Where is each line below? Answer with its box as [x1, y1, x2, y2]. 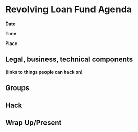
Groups [5, 83, 30, 93]
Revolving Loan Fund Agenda [5, 4, 132, 15]
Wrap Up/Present [5, 118, 62, 127]
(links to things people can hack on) [5, 69, 83, 75]
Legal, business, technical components [5, 55, 133, 64]
